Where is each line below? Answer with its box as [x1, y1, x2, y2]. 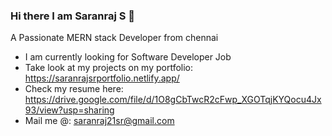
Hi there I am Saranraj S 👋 [10, 9, 136, 23]
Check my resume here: [24, 83, 124, 95]
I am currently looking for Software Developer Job [24, 51, 232, 63]
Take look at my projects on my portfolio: [24, 62, 194, 74]
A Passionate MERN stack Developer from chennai [10, 32, 219, 44]
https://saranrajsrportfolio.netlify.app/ [24, 72, 180, 84]
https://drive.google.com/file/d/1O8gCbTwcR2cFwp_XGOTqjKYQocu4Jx [24, 94, 322, 106]
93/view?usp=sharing [24, 104, 115, 116]
